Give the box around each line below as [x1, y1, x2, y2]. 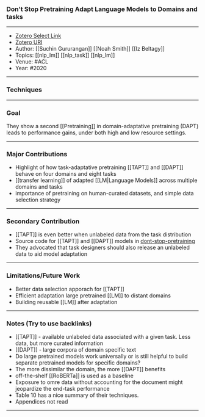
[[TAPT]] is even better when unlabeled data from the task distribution [15, 231, 192, 238]
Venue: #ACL [15, 58, 49, 65]
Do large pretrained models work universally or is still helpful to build [15, 353, 188, 360]
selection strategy [15, 196, 61, 203]
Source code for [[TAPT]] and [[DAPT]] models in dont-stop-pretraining [15, 238, 195, 245]
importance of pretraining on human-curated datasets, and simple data [15, 190, 194, 197]
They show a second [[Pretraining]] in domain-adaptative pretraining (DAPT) [6, 122, 199, 129]
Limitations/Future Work [6, 271, 81, 280]
